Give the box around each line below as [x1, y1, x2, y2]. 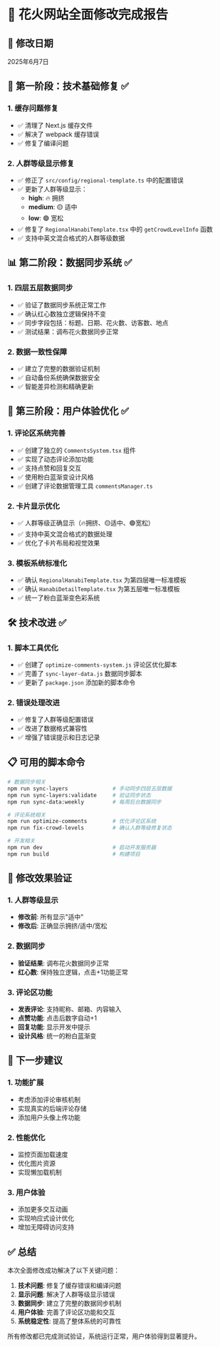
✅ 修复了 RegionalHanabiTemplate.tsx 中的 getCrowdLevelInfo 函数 [17, 225, 214, 233]
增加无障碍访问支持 [17, 1223, 75, 1231]
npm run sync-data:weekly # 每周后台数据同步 [7, 798, 162, 806]
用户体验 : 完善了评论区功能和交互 [17, 1308, 115, 1316]
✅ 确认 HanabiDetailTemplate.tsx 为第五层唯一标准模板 [17, 585, 180, 593]
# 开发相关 [7, 837, 36, 845]
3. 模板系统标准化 [7, 558, 68, 568]
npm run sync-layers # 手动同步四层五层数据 [7, 785, 172, 792]
